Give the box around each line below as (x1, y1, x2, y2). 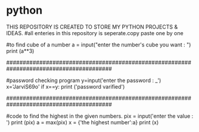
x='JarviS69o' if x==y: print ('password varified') (6, 83, 125, 90)
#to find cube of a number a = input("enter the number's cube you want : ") (6, 41, 191, 48)
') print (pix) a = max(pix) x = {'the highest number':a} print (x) (6, 118, 159, 125)
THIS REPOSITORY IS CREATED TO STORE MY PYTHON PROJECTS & (6, 23, 178, 30)
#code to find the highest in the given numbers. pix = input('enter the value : (6, 112, 194, 120)
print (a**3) (6, 47, 35, 54)
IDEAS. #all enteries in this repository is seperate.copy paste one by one (6, 29, 184, 36)
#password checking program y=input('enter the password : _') (6, 77, 161, 84)
